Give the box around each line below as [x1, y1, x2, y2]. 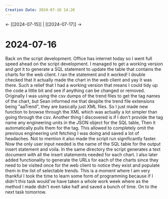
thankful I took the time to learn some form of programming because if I [5, 173, 153, 179]
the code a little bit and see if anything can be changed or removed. [5, 87, 145, 93]
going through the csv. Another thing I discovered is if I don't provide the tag [5, 114, 163, 120]
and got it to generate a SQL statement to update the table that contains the [5, 66, 161, 72]
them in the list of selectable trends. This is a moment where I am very [5, 167, 150, 173]
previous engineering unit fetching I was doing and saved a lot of [5, 130, 139, 136]
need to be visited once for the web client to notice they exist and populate [5, 162, 160, 168]
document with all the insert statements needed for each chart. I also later [5, 151, 158, 157]
